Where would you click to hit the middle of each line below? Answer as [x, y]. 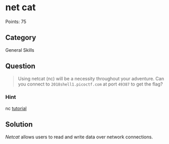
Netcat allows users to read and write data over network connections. [79, 137]
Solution [19, 125]
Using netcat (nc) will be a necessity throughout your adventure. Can [91, 78]
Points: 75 [16, 22]
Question [20, 66]
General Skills [20, 50]
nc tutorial [16, 108]
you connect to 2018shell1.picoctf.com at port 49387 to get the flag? [90, 84]
